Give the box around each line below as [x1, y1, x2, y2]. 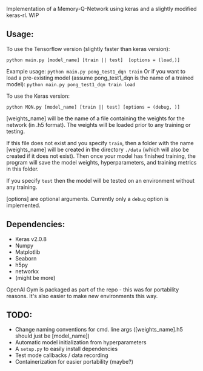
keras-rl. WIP [6, 12, 39, 19]
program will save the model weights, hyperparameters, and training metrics [6, 158, 197, 166]
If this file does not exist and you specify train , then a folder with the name [6, 139, 194, 146]
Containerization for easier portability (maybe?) [15, 358, 134, 366]
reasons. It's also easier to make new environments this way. [6, 292, 158, 299]
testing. [6, 128, 25, 135]
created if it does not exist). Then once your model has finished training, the [6, 152, 196, 160]
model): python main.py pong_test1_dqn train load [6, 80, 136, 87]
